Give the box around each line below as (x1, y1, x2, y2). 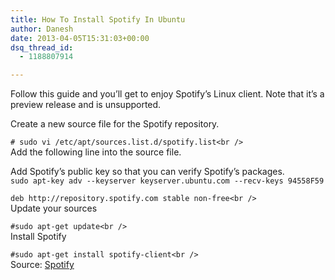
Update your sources (10, 202, 98, 215)
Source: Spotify (10, 259, 75, 271)
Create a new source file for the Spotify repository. (10, 118, 220, 130)
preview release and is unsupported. (10, 99, 162, 111)
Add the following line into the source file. (10, 146, 182, 158)
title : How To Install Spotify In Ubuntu (10, 14, 186, 25)
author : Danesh (10, 24, 74, 34)
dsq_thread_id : (10, 42, 74, 53)
